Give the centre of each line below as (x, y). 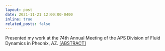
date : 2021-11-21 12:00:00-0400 (39, 14)
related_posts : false (28, 24)
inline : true (19, 19)
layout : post (19, 10)
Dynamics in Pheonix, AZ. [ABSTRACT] (46, 43)
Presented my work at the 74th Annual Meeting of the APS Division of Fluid (83, 38)
